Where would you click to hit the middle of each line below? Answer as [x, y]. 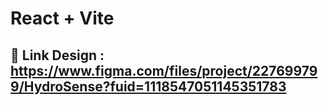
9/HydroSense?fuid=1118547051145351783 [148, 86]
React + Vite [62, 18]
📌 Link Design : [57, 55]
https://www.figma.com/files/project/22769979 [164, 70]
